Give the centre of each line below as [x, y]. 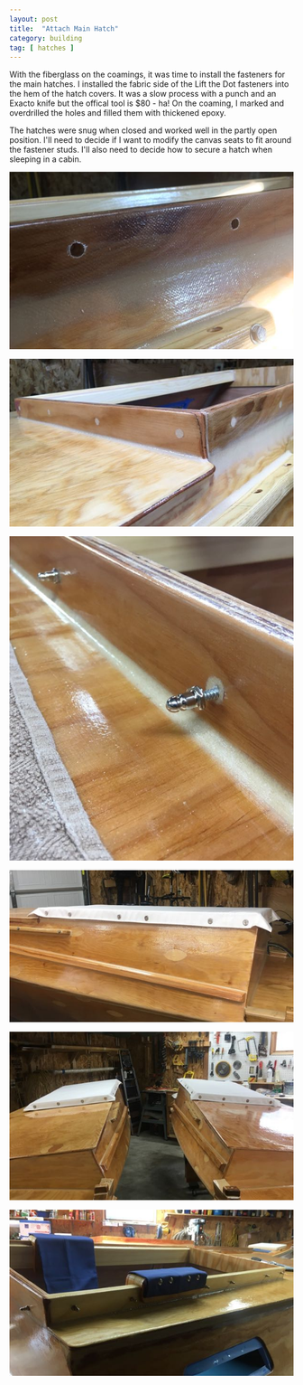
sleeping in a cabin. [46, 159]
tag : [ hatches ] [42, 48]
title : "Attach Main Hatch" [64, 28]
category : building [46, 38]
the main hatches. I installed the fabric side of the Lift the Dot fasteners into [149, 84]
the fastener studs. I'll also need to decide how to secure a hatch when [141, 150]
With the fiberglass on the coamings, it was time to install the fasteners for [147, 75]
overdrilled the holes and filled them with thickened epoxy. [118, 113]
